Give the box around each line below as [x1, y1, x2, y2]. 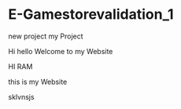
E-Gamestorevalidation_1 [8, 5, 175, 24]
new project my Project [8, 31, 84, 41]
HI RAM [8, 61, 33, 71]
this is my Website [8, 77, 68, 86]
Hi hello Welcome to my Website [8, 46, 113, 56]
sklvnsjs [8, 92, 35, 101]
